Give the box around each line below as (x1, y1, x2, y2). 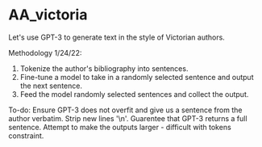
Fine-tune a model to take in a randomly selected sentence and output (19, 72, 254, 82)
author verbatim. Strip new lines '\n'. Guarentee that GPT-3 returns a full (8, 113, 247, 123)
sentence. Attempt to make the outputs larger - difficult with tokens (8, 122, 231, 132)
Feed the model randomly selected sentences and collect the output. (19, 89, 249, 99)
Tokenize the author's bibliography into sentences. (19, 63, 189, 73)
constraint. (8, 131, 44, 141)
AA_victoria (8, 6, 88, 24)
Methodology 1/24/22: (8, 48, 82, 57)
